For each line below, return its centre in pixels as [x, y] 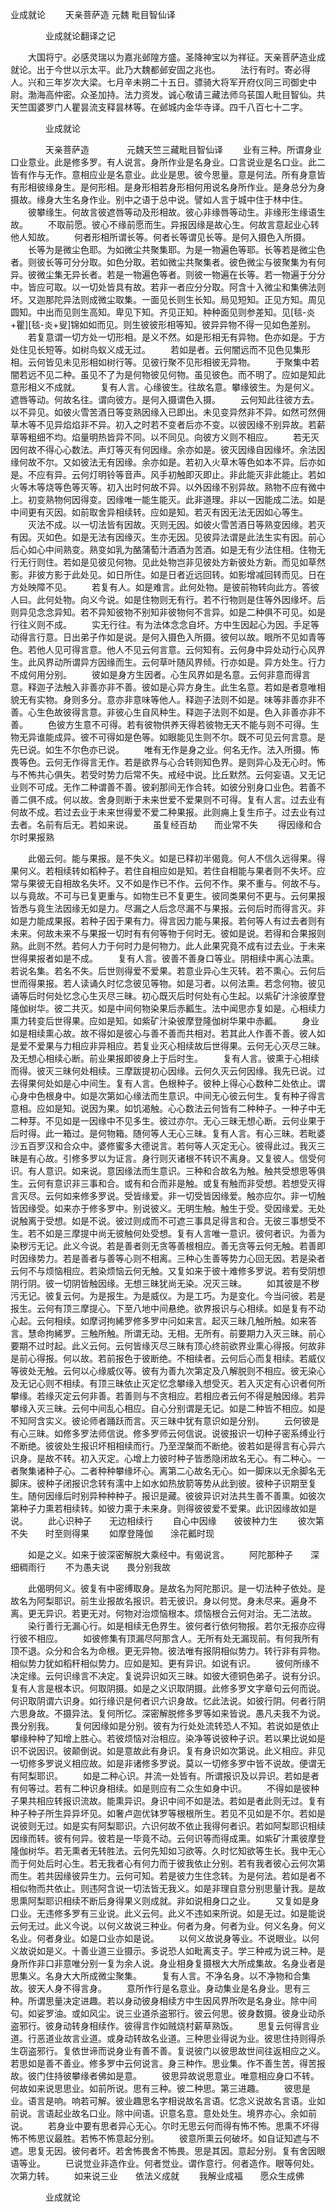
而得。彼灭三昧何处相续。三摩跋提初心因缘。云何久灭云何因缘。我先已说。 [163, 1071]
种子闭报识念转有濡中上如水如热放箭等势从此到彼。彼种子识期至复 [180, 1483]
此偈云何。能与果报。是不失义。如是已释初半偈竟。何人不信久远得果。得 [176, 858]
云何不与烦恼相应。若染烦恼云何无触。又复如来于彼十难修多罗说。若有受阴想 [168, 1271]
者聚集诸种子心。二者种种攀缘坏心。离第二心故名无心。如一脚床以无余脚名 [163, 1471]
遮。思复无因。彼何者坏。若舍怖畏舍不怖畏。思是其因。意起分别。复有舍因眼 [168, 2151]
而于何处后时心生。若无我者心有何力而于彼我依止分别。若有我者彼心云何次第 [168, 1863]
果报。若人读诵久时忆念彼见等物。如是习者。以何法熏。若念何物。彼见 [181, 983]
